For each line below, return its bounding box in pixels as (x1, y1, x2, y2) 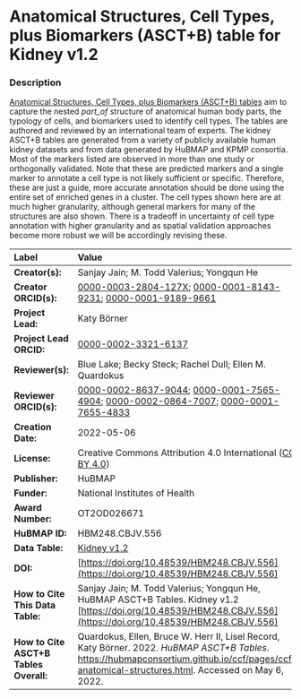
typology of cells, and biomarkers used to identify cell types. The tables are (9, 116, 288, 126)
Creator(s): (13, 266, 62, 279)
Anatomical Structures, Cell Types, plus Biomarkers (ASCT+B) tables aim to (9, 97, 288, 108)
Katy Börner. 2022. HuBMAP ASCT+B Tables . (77, 642, 271, 654)
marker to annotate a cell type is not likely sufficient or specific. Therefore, (9, 173, 285, 184)
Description (9, 76, 62, 89)
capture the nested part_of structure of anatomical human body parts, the (9, 106, 282, 117)
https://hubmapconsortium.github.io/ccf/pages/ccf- (77, 652, 298, 665)
